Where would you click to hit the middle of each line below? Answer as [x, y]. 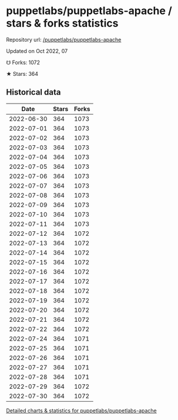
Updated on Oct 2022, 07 [37, 51]
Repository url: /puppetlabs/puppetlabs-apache [64, 39]
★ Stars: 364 [22, 74]
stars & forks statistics [62, 23]
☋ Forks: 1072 [23, 62]
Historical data [33, 92]
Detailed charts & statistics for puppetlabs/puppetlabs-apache [81, 411]
